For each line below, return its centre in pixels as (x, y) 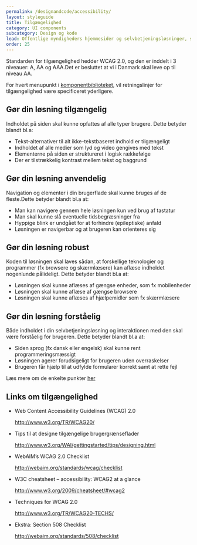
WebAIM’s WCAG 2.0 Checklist (52, 456)
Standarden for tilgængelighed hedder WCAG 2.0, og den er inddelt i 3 (91, 61)
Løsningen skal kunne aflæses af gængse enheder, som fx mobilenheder (103, 285)
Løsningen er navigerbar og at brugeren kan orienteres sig (85, 229)
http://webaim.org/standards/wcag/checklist (68, 467)
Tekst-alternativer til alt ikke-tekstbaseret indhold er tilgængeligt (92, 141)
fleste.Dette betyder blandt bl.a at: (47, 199)
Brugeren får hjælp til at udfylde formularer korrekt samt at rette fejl (96, 367)
